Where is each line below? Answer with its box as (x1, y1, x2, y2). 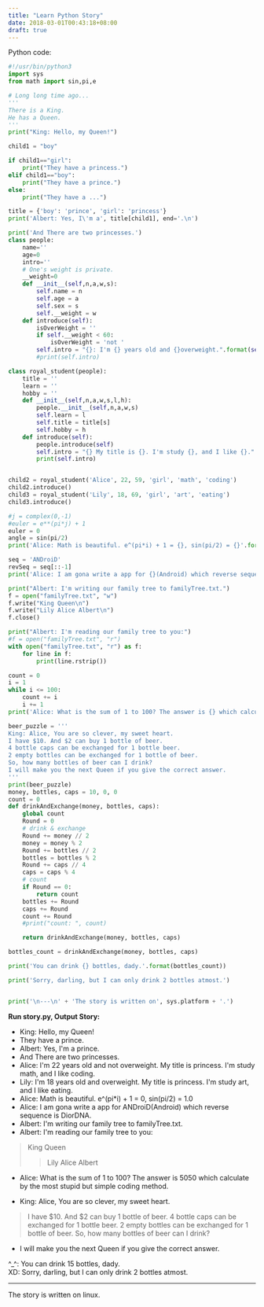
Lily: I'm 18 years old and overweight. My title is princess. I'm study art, (19, 1077, 250, 1086)
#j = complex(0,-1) (8, 512, 72, 520)
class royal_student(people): (8, 367, 108, 375)
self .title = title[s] (36, 418, 111, 426)
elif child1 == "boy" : (8, 171, 76, 179)
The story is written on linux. (8, 1290, 101, 1299)
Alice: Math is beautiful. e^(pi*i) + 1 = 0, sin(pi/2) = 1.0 (19, 1094, 194, 1103)
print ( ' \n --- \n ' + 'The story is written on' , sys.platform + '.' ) (8, 997, 234, 1005)
